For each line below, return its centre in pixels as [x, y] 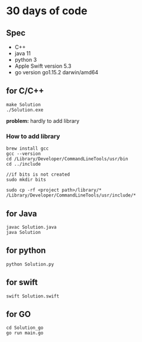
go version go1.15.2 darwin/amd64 [57, 72]
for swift [22, 282]
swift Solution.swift [33, 296]
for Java [22, 213]
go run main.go [25, 333]
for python [26, 251]
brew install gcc [28, 149]
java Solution [24, 232]
